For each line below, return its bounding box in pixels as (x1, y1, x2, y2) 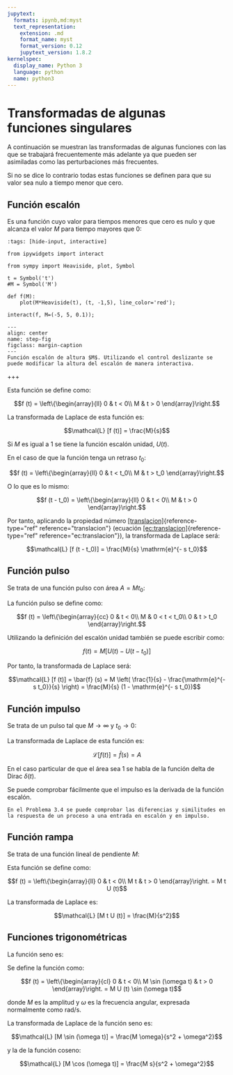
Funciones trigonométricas (7, 931, 127, 943)
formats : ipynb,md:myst (13, 17, 82, 24)
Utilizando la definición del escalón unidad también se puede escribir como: (7, 633, 225, 641)
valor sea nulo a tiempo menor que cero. (7, 178, 124, 187)
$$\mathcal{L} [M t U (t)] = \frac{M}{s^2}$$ (54, 911, 180, 920)
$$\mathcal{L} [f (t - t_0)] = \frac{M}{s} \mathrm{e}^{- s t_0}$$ (26, 544, 208, 553)
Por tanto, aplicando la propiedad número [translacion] (7, 517, 164, 525)
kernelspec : (7, 56, 42, 63)
